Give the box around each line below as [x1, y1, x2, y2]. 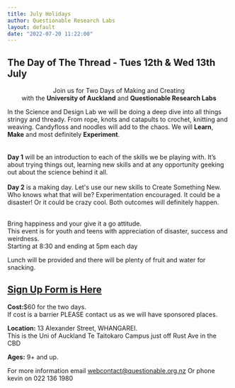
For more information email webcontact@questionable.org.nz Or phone [7, 366, 215, 375]
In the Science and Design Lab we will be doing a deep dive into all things [7, 108, 222, 116]
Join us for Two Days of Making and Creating [52, 87, 185, 95]
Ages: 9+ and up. [7, 353, 59, 361]
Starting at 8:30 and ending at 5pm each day [7, 242, 138, 250]
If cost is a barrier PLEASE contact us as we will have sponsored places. [7, 310, 218, 318]
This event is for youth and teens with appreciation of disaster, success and [7, 227, 228, 235]
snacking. [7, 263, 36, 272]
